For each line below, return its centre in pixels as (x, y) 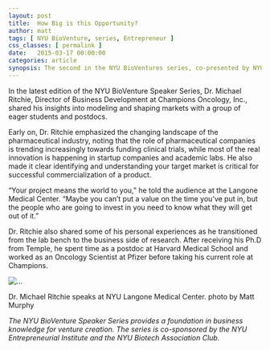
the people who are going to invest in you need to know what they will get (131, 207)
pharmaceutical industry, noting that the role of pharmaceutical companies (132, 140)
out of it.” (24, 216)
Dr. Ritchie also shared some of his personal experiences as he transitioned (133, 231)
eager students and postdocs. (58, 116)
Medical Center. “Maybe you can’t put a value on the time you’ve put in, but (133, 198)
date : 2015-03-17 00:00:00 (57, 53)
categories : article (43, 61)
